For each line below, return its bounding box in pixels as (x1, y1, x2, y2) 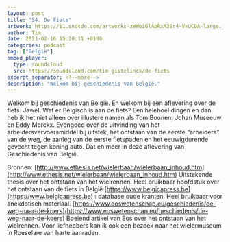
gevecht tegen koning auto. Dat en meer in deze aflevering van (7, 143, 185, 151)
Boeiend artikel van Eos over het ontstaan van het (66, 214, 207, 223)
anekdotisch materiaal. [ (7, 199, 75, 208)
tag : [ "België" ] (7, 49, 53, 56)
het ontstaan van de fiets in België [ (7, 185, 107, 193)
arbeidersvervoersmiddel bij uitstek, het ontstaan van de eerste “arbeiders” (7, 128, 220, 136)
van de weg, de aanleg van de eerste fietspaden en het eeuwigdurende (7, 135, 209, 144)
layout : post (7, 10, 44, 17)
